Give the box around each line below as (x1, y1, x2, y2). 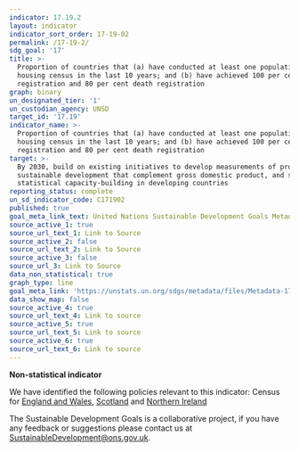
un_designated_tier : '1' (9, 95, 101, 105)
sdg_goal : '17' (9, 46, 66, 55)
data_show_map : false (9, 295, 90, 304)
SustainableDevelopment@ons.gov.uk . (9, 431, 151, 442)
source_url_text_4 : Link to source (9, 311, 141, 321)
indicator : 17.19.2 (9, 12, 82, 22)
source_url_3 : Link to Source (9, 262, 122, 271)
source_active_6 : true (9, 336, 93, 345)
